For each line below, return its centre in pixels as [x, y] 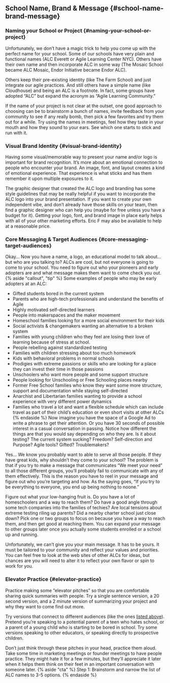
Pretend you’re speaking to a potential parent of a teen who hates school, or [85, 622]
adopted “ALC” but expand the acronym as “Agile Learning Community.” [80, 96]
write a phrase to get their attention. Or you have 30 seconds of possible [89, 423]
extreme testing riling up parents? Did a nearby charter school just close [81, 513]
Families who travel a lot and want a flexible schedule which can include [88, 407]
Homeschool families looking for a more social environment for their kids [89, 321]
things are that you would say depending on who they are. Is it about [84, 434]
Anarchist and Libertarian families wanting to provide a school [77, 396]
